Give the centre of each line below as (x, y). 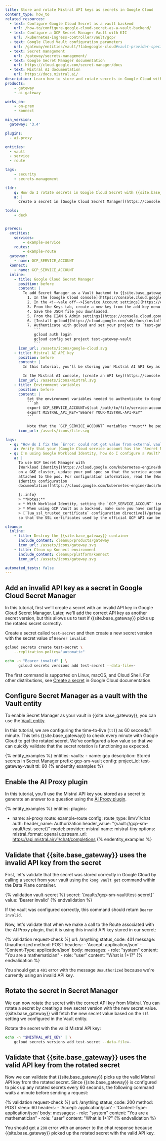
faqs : (11, 440)
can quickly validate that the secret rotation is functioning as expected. (77, 746)
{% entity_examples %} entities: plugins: (46, 809)
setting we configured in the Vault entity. (46, 1019)
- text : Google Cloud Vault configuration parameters (66, 42)
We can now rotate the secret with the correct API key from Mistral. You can (83, 1003)
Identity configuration (43, 481)
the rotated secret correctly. (34, 624)
